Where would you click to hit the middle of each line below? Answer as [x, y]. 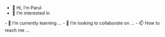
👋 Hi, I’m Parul [27, 8]
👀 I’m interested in [31, 13]
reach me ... [17, 30]
